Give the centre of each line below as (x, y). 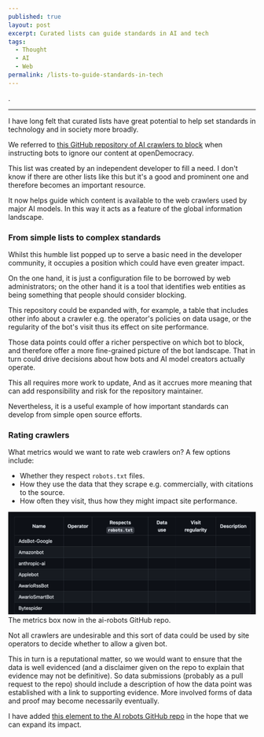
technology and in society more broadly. (73, 129)
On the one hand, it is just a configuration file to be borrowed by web (119, 278)
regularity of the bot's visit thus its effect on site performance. (109, 327)
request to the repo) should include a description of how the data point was (130, 684)
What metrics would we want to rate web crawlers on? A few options (119, 452)
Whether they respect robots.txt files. (82, 476)
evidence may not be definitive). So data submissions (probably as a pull (126, 676)
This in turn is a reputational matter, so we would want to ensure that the (125, 659)
